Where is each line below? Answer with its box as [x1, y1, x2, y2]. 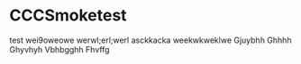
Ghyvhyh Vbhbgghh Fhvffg [9, 44, 110, 54]
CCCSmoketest [9, 5, 128, 26]
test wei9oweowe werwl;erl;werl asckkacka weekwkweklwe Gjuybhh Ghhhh [9, 35, 292, 45]
